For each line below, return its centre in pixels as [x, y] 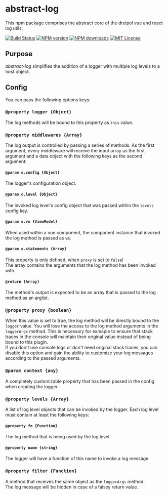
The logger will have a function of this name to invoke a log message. [78, 459]
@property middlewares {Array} [44, 135]
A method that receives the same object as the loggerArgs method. [75, 481]
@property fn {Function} [31, 426]
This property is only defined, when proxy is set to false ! [65, 260]
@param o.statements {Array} [36, 249]
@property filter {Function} [41, 471]
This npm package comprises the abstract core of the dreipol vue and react [84, 23]
